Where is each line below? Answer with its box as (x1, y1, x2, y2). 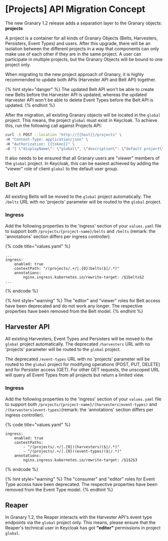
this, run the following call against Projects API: (5, 122, 102, 128)
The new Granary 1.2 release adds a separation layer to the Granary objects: (5, 20, 162, 26)
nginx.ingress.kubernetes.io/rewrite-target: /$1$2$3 (23, 457, 137, 462)
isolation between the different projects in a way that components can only (5, 45, 159, 51)
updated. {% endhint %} (5, 102, 55, 108)
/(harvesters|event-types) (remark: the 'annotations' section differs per (5, 406, 153, 412)
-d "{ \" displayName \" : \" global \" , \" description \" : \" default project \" (5, 146, 164, 151)
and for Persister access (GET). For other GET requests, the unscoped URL (5, 366, 160, 373)
